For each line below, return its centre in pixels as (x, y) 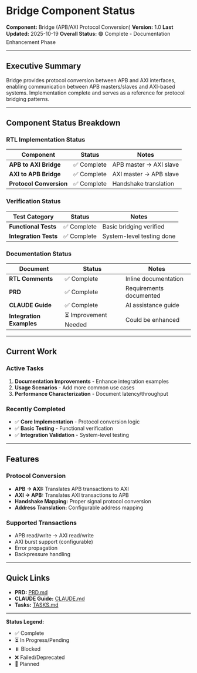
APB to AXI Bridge (35, 164)
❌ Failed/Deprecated (40, 657)
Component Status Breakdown (63, 123)
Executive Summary (44, 66)
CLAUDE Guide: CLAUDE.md (50, 598)
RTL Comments (31, 279)
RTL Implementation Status (46, 140)
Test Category (33, 217)
